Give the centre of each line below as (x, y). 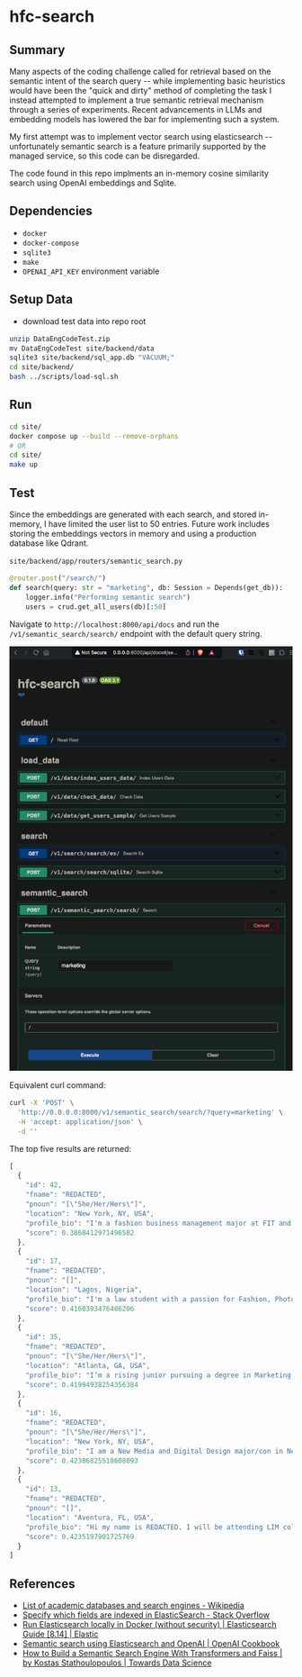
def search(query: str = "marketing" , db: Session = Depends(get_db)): (146, 587)
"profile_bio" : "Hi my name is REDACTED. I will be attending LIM (152, 1527)
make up (24, 465)
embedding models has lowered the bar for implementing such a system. (145, 119)
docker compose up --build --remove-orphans (94, 436)
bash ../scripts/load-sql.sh (64, 377)
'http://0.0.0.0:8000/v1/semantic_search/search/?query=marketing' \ (150, 1112)
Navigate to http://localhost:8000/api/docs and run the (115, 624)
